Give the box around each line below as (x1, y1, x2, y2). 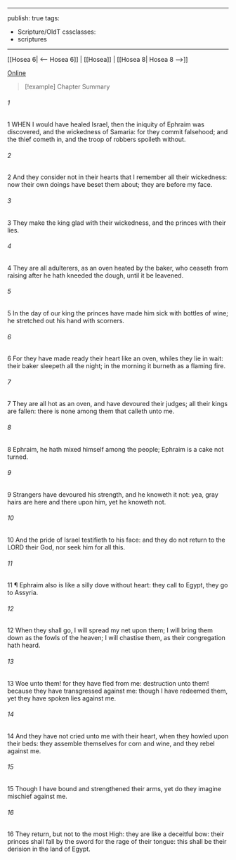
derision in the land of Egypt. (7, 845, 91, 854)
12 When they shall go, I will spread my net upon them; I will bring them (7, 626, 213, 634)
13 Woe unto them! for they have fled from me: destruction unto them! (7, 679, 209, 687)
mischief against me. (7, 792, 68, 801)
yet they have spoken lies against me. (7, 693, 117, 703)
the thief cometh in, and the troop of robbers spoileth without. (7, 135, 186, 144)
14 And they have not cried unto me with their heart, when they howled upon (7, 731, 229, 740)
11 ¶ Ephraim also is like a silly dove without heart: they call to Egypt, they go (7, 581, 228, 589)
